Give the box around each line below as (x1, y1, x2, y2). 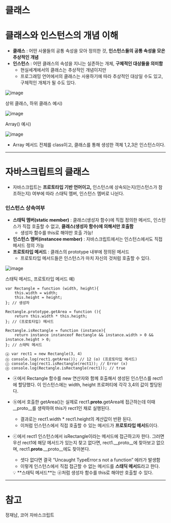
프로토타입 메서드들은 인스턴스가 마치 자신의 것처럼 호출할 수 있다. (20, 255, 151, 261)
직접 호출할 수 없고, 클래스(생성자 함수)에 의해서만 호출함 (22, 223, 134, 229)
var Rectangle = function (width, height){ (5, 286, 99, 291)
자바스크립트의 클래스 (5, 166, 90, 178)
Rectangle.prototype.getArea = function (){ (5, 309, 101, 315)
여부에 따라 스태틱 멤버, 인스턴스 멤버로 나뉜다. (32, 191, 125, 197)
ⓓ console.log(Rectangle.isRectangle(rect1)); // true (5, 365, 126, 371)
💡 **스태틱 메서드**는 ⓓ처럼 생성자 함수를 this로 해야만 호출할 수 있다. (12, 469, 154, 476)
